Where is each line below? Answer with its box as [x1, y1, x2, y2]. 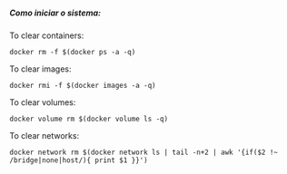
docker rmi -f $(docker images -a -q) [9, 81, 156, 90]
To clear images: [9, 63, 72, 74]
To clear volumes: [9, 96, 76, 108]
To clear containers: [9, 30, 84, 41]
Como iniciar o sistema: [9, 7, 102, 18]
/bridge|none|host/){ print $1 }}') [9, 155, 148, 165]
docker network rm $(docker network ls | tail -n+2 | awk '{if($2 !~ [9, 148, 279, 157]
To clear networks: [9, 130, 80, 140]
